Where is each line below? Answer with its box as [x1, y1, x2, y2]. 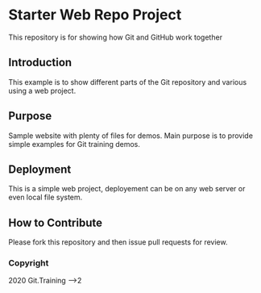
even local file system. [8, 192, 83, 203]
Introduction [8, 56, 72, 69]
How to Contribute [8, 216, 103, 229]
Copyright [8, 257, 49, 269]
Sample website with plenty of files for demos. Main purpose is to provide [8, 131, 254, 140]
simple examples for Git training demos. [8, 139, 141, 149]
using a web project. [8, 86, 77, 95]
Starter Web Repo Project [8, 6, 182, 24]
